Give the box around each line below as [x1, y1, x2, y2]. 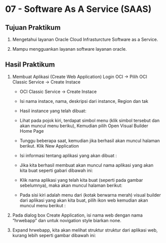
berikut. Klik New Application [19, 143, 79, 149]
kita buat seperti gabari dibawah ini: [19, 167, 93, 173]
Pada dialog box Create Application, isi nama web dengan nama [12, 212, 143, 218]
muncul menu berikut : [19, 202, 66, 208]
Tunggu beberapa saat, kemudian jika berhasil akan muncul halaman [19, 138, 160, 144]
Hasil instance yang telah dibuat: [19, 108, 87, 114]
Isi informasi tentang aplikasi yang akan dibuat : [19, 153, 117, 159]
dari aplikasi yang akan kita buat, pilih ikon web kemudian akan [19, 197, 149, 203]
